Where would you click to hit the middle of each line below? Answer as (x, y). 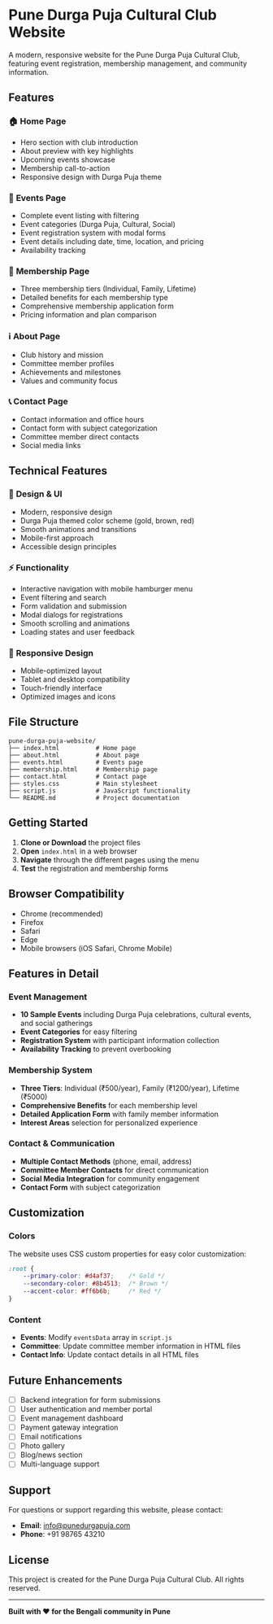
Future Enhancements (66, 1380)
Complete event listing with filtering (80, 215)
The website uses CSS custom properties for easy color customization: (127, 1254)
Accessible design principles (68, 546)
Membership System (50, 1070)
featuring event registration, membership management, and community (128, 63)
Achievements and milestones (71, 372)
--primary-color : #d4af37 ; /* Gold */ (94, 1276)
